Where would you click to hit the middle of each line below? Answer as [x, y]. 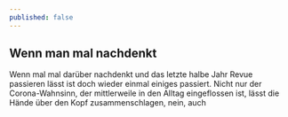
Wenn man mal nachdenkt [83, 54]
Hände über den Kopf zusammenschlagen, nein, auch [108, 103]
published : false [41, 17]
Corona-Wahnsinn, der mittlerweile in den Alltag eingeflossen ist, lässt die [144, 93]
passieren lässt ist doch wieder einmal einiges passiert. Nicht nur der [136, 84]
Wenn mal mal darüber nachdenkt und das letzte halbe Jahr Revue [131, 74]
